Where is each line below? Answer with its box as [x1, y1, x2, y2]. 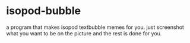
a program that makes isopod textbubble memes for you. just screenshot [6, 24, 184, 31]
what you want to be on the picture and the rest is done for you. [6, 29, 162, 37]
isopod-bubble [6, 4, 81, 18]
